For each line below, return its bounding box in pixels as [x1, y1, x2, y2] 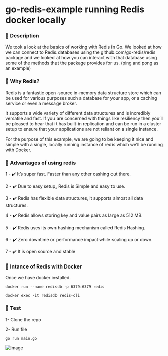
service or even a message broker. [5, 100, 77, 106]
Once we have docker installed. [5, 275, 71, 281]
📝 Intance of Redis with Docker [5, 263, 82, 270]
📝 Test [5, 305, 21, 312]
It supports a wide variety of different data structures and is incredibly [5, 110, 151, 116]
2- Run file [5, 326, 27, 332]
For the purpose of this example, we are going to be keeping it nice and [5, 136, 154, 142]
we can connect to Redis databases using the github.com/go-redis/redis [5, 49, 156, 55]
